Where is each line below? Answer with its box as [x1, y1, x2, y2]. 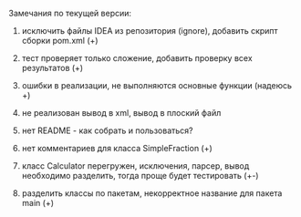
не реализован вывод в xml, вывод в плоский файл [21, 108, 222, 118]
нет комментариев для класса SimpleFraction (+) [21, 143, 213, 153]
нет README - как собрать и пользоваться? [21, 125, 193, 136]
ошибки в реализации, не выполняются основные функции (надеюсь [21, 80, 293, 90]
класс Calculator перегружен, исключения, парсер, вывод [21, 160, 250, 171]
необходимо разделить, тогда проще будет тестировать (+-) [21, 170, 259, 181]
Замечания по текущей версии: [8, 8, 132, 18]
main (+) [21, 198, 54, 208]
